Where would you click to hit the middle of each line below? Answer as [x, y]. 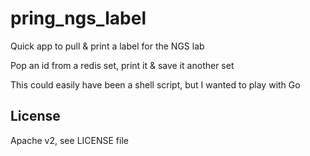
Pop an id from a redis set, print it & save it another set [122, 65]
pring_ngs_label [78, 18]
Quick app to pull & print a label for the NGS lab [107, 46]
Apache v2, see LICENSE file [69, 140]
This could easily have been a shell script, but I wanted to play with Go [155, 84]
